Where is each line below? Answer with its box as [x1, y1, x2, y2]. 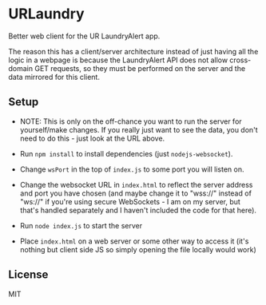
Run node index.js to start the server [19, 220, 143, 230]
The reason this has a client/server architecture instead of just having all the [8, 46, 259, 56]
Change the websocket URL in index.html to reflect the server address [19, 180, 253, 189]
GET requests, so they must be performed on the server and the [34, 63, 246, 73]
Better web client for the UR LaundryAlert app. [8, 31, 161, 41]
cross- [229, 55, 252, 65]
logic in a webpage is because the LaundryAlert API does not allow [8, 55, 228, 65]
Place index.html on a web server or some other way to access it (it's [19, 236, 249, 246]
